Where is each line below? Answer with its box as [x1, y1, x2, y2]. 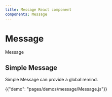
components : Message [5, 12, 48, 17]
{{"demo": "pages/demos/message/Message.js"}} [5, 86, 108, 92]
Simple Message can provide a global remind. [5, 77, 98, 83]
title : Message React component [5, 7, 72, 12]
